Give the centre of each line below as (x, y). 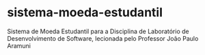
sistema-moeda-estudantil (85, 13)
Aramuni (19, 45)
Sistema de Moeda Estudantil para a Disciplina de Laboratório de (98, 31)
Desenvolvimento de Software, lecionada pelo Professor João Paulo (103, 38)
